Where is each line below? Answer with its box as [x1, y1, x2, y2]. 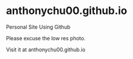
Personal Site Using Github [6, 23, 71, 30]
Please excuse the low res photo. [6, 34, 86, 41]
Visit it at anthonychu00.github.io [6, 46, 86, 53]
